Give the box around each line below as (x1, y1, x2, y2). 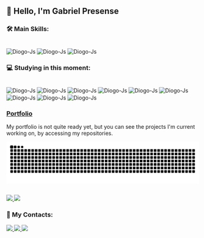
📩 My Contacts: (6, 211, 53, 219)
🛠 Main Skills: (6, 25, 49, 34)
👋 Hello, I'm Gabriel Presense (6, 6, 119, 16)
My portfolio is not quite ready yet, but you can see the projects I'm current (6, 123, 195, 131)
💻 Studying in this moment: (6, 63, 91, 72)
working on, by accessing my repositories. (6, 129, 113, 137)
